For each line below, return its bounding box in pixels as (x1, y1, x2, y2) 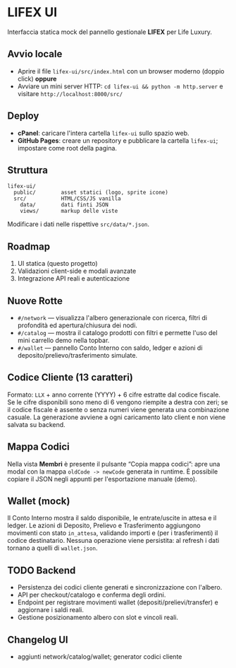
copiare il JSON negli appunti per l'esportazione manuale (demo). (7, 474, 197, 483)
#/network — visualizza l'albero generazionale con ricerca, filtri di (17, 314, 208, 322)
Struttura (7, 164, 48, 176)
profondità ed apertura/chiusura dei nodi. (17, 321, 137, 329)
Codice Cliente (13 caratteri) (7, 372, 134, 384)
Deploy (7, 110, 39, 122)
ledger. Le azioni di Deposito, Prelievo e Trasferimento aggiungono (7, 521, 201, 530)
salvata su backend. (7, 420, 66, 428)
